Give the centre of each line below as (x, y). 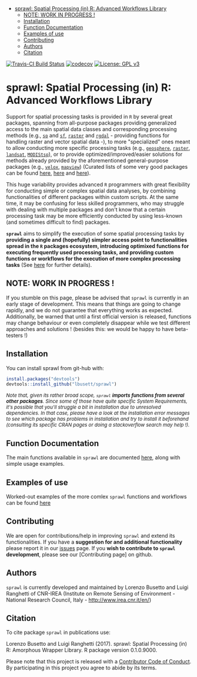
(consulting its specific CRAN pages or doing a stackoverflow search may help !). (98, 425)
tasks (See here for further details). (49, 264)
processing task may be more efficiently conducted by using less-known (94, 215)
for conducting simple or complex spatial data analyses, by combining (91, 191)
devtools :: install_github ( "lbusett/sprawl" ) (61, 384)
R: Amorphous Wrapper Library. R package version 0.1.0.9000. (82, 650)
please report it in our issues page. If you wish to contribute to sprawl (91, 548)
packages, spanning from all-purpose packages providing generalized (91, 123)
